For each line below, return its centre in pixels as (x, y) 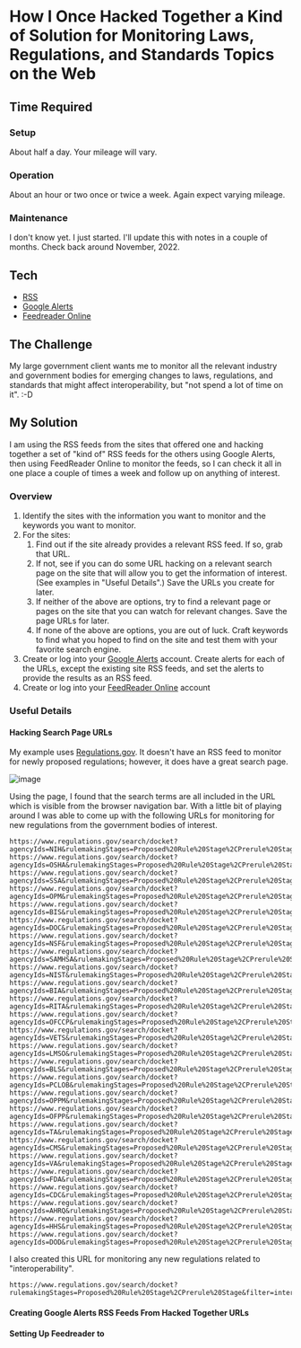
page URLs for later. (73, 621)
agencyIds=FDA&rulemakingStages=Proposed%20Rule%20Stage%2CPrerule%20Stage (154, 1180)
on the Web (53, 74)
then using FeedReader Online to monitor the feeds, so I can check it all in (146, 463)
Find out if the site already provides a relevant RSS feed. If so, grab (159, 544)
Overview (31, 496)
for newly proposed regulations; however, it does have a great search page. (149, 762)
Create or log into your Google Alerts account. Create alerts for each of (153, 659)
